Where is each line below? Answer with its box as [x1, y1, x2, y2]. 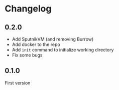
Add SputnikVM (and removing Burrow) [12, 36, 94, 42]
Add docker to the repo [12, 41, 61, 47]
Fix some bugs [12, 52, 43, 58]
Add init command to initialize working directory [12, 47, 114, 52]
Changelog [5, 3, 52, 14]
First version [5, 79, 31, 85]
